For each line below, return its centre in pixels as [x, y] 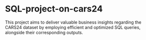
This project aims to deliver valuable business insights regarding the [73, 22]
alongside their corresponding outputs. [44, 32]
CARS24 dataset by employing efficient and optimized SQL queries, [73, 27]
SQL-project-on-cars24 [54, 9]
